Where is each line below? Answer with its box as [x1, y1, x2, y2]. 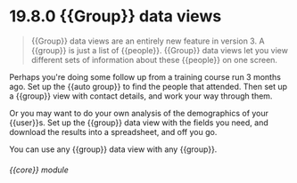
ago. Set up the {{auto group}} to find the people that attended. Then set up [9, 81, 288, 91]
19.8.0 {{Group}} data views [9, 6, 222, 27]
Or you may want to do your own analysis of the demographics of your [9, 107, 269, 118]
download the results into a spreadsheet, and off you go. [9, 126, 218, 137]
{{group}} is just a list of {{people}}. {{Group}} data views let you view [30, 44, 288, 55]
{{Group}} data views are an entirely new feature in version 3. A [30, 36, 265, 46]
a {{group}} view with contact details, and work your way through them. [9, 91, 273, 101]
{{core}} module [9, 164, 70, 175]
